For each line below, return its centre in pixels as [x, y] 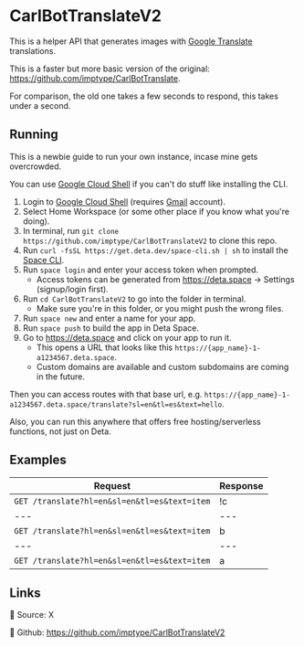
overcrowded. [36, 166]
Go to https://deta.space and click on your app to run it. [127, 337]
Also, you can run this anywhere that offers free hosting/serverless [136, 421]
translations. [33, 50]
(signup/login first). [73, 289]
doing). [36, 221]
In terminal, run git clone [71, 230]
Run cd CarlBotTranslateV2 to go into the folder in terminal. [134, 299]
